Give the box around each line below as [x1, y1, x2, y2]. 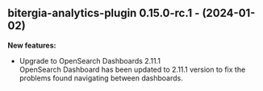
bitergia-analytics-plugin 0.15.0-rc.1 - [7, 6, 200, 20]
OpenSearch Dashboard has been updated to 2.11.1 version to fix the [19, 64, 246, 74]
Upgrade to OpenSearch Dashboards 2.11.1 [19, 56, 161, 65]
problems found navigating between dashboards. [19, 72, 183, 83]
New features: [7, 40, 56, 50]
